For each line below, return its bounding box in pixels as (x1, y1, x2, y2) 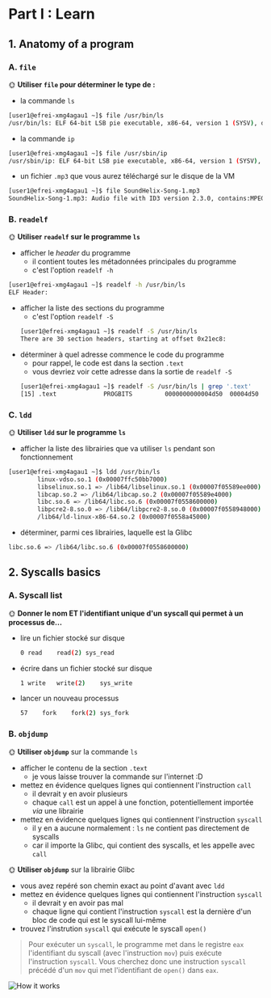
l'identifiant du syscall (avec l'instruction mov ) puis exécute (27, 948, 223, 958)
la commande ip (19, 133, 75, 143)
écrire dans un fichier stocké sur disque (19, 663, 152, 673)
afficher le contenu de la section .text (19, 763, 148, 772)
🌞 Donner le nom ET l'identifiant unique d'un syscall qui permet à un (8, 608, 244, 618)
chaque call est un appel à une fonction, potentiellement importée (31, 797, 254, 807)
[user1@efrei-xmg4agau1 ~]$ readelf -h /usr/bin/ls (8, 281, 186, 290)
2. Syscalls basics (8, 565, 101, 579)
